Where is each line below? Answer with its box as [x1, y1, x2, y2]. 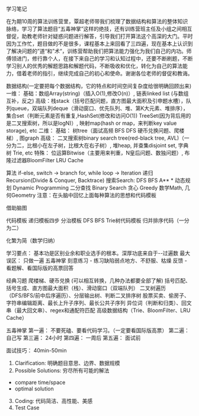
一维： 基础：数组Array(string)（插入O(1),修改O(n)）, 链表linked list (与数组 [6, 90, 189, 97]
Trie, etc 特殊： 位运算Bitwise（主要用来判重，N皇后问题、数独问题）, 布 [12, 149, 190, 156]
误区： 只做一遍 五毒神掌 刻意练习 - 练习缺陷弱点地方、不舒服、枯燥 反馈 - [6, 257, 188, 264]
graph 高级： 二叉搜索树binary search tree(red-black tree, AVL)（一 [24, 134, 190, 141]
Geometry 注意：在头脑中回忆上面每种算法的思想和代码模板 [11, 192, 157, 198]
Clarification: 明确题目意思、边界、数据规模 [14, 360, 120, 367]
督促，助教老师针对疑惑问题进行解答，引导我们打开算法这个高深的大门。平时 [6, 33, 193, 40]
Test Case [14, 404, 40, 411]
